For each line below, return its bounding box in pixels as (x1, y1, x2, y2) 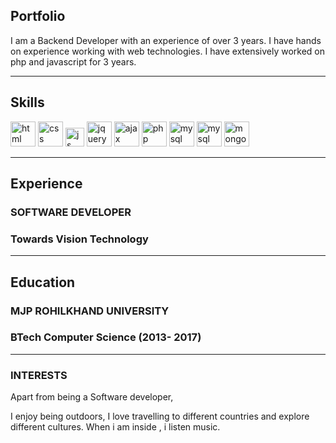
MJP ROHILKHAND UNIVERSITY (10, 304, 170, 318)
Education (10, 274, 76, 291)
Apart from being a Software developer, (10, 391, 174, 403)
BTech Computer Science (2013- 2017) (10, 330, 202, 344)
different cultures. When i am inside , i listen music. (10, 421, 221, 433)
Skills (10, 94, 45, 111)
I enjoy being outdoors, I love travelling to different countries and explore (10, 410, 310, 423)
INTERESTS (10, 368, 68, 382)
